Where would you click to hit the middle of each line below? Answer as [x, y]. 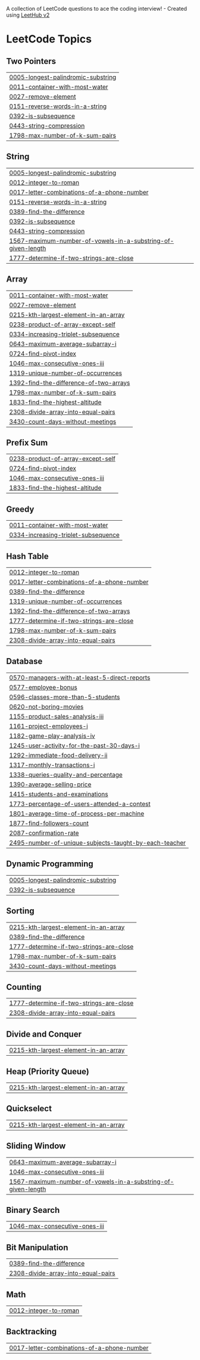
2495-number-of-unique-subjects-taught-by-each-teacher [98, 842]
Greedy [20, 509]
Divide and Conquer [44, 1034]
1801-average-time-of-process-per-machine [77, 814]
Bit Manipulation [37, 1247]
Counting [24, 987]
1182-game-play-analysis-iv [52, 736]
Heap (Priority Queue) [48, 1072]
